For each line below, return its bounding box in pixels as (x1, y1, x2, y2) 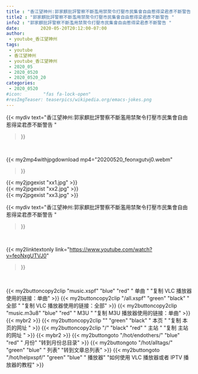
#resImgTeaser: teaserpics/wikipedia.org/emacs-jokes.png (6, 96, 152, 102)
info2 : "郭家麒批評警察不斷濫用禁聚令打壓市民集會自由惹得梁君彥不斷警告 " (6, 20, 172, 25)
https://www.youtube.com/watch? (69, 246, 152, 253)
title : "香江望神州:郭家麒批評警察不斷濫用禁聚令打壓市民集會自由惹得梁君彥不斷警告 (6, 8, 191, 15)
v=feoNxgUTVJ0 (6, 252, 47, 259)
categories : (6, 80, 35, 86)
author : (6, 31, 25, 37)
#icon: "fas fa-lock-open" (6, 91, 92, 97)
